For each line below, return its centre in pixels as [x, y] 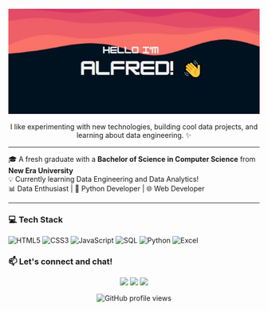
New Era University [41, 170]
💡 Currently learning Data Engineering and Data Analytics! [104, 179]
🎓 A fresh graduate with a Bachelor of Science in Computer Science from [132, 159]
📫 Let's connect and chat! [61, 262]
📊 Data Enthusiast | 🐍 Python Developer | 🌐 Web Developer [106, 188]
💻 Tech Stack [36, 220]
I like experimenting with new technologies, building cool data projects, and [134, 126]
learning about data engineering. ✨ [134, 135]
